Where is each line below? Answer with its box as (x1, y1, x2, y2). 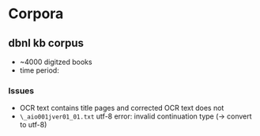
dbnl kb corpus (8, 36, 85, 50)
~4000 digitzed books (19, 57, 92, 66)
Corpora (8, 5, 64, 23)
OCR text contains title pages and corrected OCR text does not (19, 104, 224, 113)
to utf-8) (19, 120, 47, 130)
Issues (8, 85, 35, 96)
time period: (19, 66, 59, 75)
